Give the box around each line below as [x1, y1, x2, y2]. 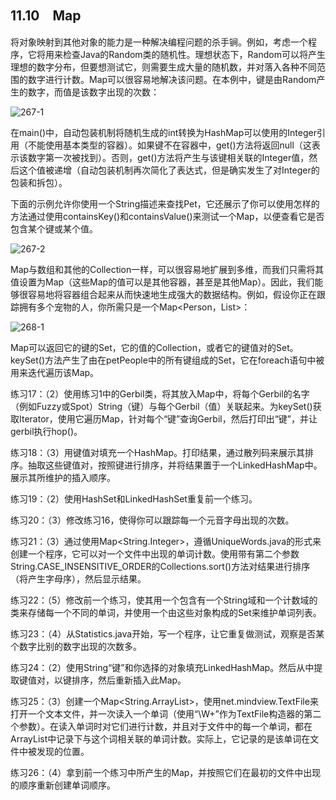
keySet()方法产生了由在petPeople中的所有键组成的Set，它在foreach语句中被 [10, 354, 325, 366]
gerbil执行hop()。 [10, 425, 83, 437]
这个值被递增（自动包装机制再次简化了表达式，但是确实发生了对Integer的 [18, 164, 320, 176]
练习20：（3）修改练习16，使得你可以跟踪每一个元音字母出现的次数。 [10, 514, 295, 526]
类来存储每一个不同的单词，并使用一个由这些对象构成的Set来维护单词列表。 [10, 606, 322, 618]
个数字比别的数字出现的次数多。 [10, 640, 142, 652]
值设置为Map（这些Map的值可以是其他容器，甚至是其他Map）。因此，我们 [10, 276, 315, 288]
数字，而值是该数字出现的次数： [27, 86, 160, 98]
